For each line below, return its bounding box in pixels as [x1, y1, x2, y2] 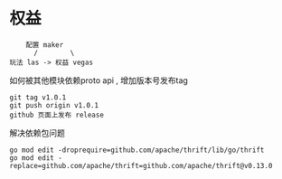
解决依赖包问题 [9, 127, 65, 138]
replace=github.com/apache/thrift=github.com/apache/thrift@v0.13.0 [9, 161, 273, 170]
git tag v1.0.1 [9, 92, 67, 102]
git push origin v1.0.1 [9, 100, 99, 109]
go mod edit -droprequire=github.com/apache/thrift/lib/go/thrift [9, 146, 265, 155]
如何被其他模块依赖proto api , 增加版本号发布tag [9, 74, 188, 86]
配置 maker [25, 40, 64, 50]
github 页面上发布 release [9, 110, 104, 119]
